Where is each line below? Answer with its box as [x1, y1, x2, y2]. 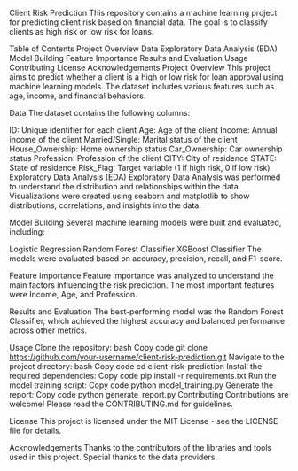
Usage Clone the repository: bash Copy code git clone [9, 343, 208, 352]
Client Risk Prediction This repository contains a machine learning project [9, 8, 278, 18]
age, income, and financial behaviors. [9, 90, 146, 101]
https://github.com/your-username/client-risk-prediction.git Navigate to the [9, 351, 286, 362]
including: [9, 227, 46, 237]
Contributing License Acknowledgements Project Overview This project [9, 62, 271, 73]
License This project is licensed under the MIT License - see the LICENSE [9, 416, 278, 426]
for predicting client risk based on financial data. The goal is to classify [9, 17, 268, 27]
